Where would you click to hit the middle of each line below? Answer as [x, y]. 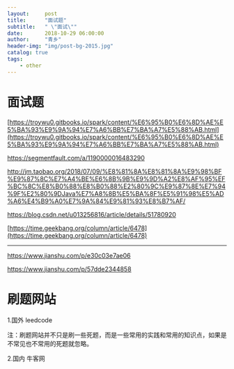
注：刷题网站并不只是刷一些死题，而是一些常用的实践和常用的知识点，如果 [114, 335]
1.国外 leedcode [30, 320]
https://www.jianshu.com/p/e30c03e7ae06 [69, 255]
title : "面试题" [37, 20]
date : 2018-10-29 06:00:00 [56, 33]
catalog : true [28, 53]
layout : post [32, 14]
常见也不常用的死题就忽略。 [53, 343]
